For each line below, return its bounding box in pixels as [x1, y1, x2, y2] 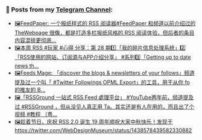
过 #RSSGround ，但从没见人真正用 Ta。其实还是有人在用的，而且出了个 [14, 103, 195, 111]
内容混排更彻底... [14, 37, 57, 44]
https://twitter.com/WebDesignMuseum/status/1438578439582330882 [14, 127, 192, 134]
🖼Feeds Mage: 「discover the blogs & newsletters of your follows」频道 [14, 69, 195, 77]
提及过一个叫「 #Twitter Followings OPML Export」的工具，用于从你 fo [14, 79, 191, 86]
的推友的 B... [14, 87, 46, 94]
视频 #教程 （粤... [14, 111, 58, 118]
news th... [14, 62, 39, 70]
